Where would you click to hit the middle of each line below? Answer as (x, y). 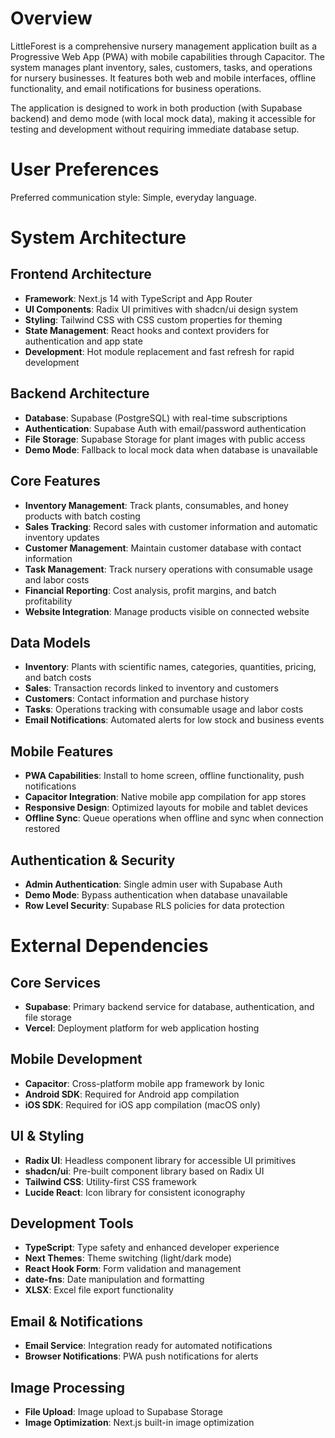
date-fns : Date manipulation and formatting (114, 1279)
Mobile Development (76, 1059)
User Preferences (85, 169)
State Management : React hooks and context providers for (147, 330)
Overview (51, 18)
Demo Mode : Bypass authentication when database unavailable (156, 894)
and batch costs (58, 678)
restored (42, 829)
